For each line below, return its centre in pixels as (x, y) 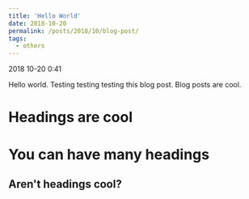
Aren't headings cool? (65, 184)
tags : (17, 38)
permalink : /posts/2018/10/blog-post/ (74, 31)
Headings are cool (71, 117)
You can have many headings (109, 154)
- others (30, 46)
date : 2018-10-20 (38, 23)
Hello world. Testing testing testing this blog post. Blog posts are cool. (125, 85)
